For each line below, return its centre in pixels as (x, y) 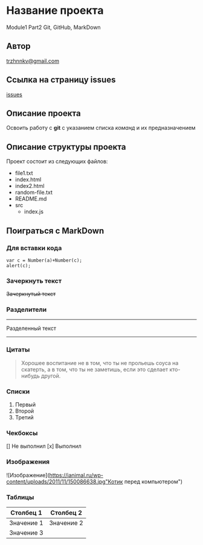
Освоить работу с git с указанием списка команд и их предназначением (101, 128)
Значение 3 (26, 532)
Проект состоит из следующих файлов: (57, 161)
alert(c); (19, 266)
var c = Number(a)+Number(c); (44, 260)
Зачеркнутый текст (31, 294)
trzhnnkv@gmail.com (33, 60)
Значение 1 (26, 523)
